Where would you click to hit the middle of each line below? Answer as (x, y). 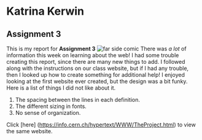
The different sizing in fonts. (51, 106)
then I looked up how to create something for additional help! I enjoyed (96, 75)
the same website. (29, 131)
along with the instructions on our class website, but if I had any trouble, (98, 68)
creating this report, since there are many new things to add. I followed (96, 62)
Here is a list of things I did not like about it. (61, 88)
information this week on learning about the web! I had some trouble (93, 55)
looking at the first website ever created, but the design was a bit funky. (97, 81)
